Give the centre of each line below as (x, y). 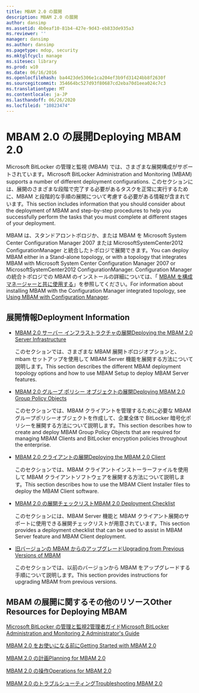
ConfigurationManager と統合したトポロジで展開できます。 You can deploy (97, 251)
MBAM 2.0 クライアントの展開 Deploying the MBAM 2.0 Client (90, 457)
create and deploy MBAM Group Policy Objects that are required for (98, 432)
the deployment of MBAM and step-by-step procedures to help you (89, 211)
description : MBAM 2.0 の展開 (42, 17)
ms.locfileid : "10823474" (38, 105)
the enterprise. (33, 445)
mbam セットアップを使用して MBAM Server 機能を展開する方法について (104, 359)
